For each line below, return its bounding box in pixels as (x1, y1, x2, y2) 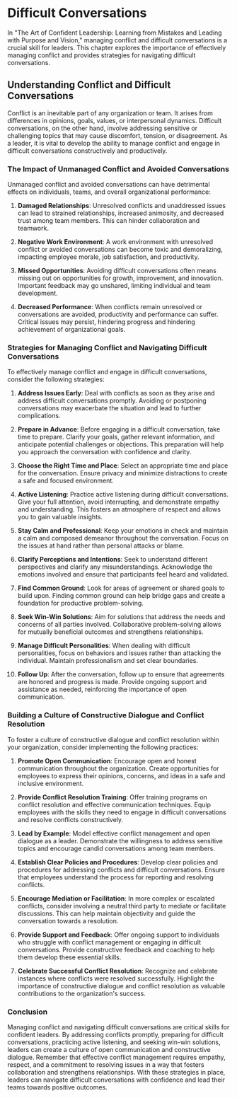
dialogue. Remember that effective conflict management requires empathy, (7, 1053, 226, 1061)
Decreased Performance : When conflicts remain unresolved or (17, 303, 203, 311)
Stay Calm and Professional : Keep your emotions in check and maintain (17, 526, 229, 535)
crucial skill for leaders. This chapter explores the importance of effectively (7, 43, 226, 52)
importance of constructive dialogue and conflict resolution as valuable (17, 981, 226, 990)
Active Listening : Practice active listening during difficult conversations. (17, 490, 229, 499)
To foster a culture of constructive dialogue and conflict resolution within (7, 735, 219, 744)
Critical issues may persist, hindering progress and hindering (17, 318, 196, 326)
